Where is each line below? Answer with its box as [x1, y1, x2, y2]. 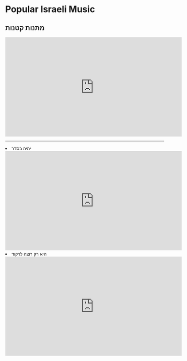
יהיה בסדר [12, 145, 31, 151]
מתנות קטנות [5, 24, 45, 32]
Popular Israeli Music [5, 4, 95, 15]
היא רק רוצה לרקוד [12, 251, 47, 257]
